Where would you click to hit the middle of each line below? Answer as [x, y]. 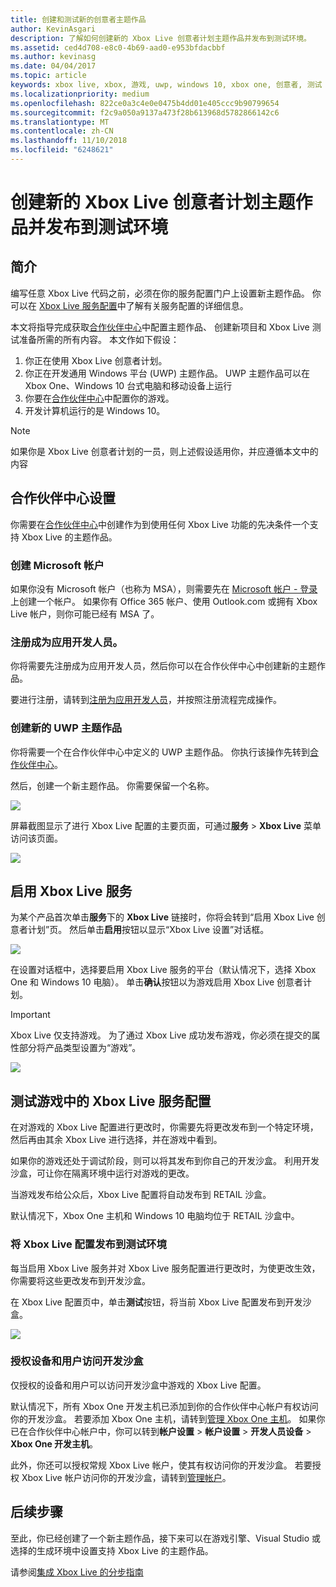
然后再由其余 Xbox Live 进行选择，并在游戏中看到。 [116, 1140]
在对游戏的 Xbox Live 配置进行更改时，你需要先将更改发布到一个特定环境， [164, 1127]
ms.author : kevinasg [53, 57]
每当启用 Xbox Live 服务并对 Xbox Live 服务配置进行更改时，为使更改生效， [165, 1268]
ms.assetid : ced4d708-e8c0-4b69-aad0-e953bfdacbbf [118, 47]
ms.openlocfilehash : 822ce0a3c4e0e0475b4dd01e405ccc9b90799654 [145, 103]
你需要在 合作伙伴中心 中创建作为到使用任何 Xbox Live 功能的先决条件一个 [160, 524]
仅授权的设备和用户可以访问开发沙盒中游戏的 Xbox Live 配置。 [138, 1385]
